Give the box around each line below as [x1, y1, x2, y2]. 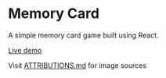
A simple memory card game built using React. [8, 30, 159, 40]
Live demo [8, 45, 42, 55]
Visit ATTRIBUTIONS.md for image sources [8, 60, 147, 70]
